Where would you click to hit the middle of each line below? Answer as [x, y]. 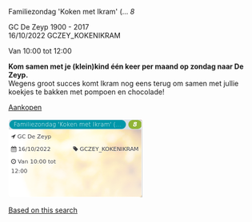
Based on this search [43, 210]
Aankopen [25, 107]
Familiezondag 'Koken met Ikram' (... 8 [72, 12]
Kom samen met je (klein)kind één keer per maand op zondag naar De [126, 66]
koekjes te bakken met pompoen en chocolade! [86, 92]
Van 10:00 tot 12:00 [40, 51]
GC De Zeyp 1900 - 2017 [49, 27]
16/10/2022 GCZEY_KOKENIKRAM [65, 36]
